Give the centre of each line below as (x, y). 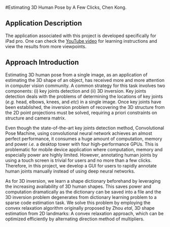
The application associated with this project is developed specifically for (81, 36)
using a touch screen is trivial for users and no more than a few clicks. (79, 160)
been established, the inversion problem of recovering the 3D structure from (85, 107)
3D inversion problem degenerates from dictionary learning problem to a (81, 197)
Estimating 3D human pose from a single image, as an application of (76, 75)
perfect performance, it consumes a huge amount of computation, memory (84, 138)
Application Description (44, 23)
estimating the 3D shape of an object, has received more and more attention (85, 80)
